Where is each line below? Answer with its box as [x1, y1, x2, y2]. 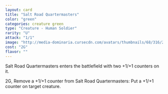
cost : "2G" [5, 44, 28, 49]
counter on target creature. [5, 83, 61, 89]
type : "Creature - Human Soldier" [5, 26, 77, 31]
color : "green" [5, 16, 37, 21]
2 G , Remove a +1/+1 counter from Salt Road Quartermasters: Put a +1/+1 [5, 78, 154, 84]
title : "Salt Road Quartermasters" [5, 12, 79, 17]
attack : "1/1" [5, 35, 35, 40]
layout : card [5, 7, 32, 12]
